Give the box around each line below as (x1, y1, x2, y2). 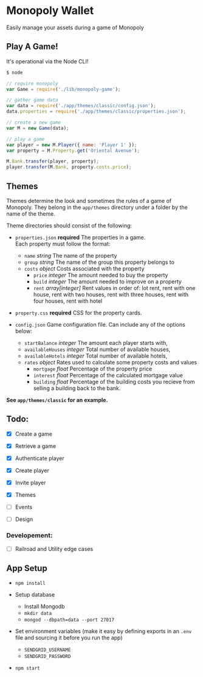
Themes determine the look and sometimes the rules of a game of (6, 197, 172, 204)
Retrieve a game (15, 442, 57, 450)
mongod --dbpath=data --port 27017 (24, 617, 114, 623)
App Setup (6, 563, 47, 573)
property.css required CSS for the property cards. (15, 309, 142, 316)
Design (15, 516, 33, 523)
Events (15, 503, 33, 511)
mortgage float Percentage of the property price (33, 365, 153, 372)
